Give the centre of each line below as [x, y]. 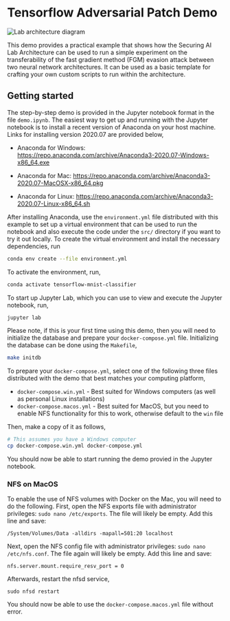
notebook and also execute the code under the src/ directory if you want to [114, 231]
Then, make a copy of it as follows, [57, 427]
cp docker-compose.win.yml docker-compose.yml [75, 446]
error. [15, 612]
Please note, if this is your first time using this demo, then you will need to [112, 331]
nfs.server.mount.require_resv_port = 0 [66, 566]
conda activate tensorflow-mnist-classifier [72, 284]
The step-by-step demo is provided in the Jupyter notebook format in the [111, 112]
